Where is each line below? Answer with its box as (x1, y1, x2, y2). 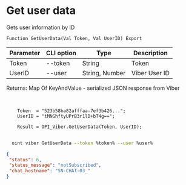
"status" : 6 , (8, 156, 42, 163)
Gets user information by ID (6, 24, 75, 31)
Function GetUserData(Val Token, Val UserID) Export (6, 35, 142, 41)
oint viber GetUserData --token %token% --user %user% (12, 140, 153, 146)
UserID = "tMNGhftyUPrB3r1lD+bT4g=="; (17, 113, 115, 119)
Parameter (9, 49, 41, 57)
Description (133, 49, 168, 57)
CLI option (45, 49, 77, 57)
